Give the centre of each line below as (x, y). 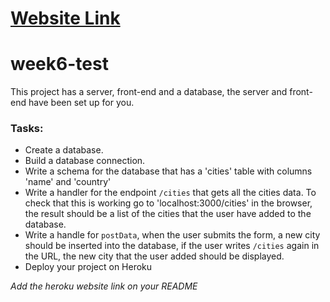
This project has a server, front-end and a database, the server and (149, 92)
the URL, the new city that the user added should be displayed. (154, 256)
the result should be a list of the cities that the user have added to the (168, 214)
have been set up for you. (81, 103)
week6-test (59, 64)
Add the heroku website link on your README (104, 286)
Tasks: (27, 129)
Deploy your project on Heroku (88, 267)
